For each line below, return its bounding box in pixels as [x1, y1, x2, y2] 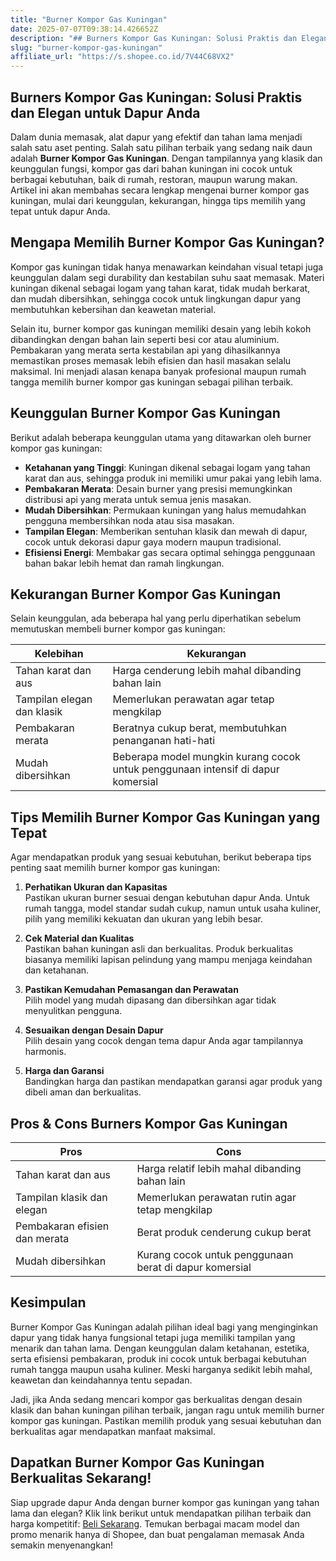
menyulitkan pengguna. [24, 1005, 123, 1017]
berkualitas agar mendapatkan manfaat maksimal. [10, 1425, 216, 1437]
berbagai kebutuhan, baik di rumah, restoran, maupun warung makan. [10, 173, 298, 185]
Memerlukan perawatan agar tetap [112, 692, 275, 706]
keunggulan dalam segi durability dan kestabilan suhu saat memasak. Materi [10, 271, 325, 283]
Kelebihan [34, 647, 84, 661]
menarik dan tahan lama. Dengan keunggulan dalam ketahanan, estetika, [10, 1342, 310, 1354]
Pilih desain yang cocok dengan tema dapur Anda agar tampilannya [24, 1035, 304, 1047]
